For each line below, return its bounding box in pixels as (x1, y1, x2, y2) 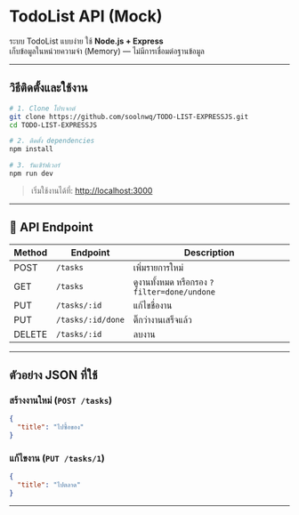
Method (13, 246, 48, 259)
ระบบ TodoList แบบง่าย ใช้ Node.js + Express (9, 36, 164, 46)
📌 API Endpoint (9, 220, 93, 235)
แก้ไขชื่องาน (133, 299, 173, 311)
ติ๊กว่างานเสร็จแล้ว (133, 313, 193, 326)
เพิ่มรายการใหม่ (133, 261, 184, 273)
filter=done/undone (133, 286, 216, 297)
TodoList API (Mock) (9, 6, 163, 27)
